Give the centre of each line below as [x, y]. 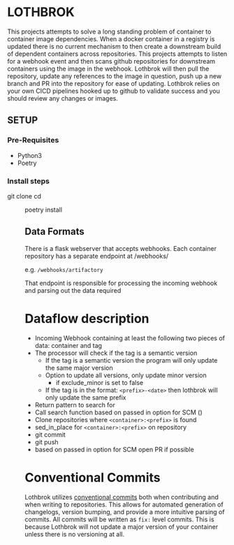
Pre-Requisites [33, 140]
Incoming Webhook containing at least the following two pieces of [130, 338]
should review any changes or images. [63, 98]
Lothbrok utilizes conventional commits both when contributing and [122, 497]
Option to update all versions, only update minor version [126, 375]
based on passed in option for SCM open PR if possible [114, 449]
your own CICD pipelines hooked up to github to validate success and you [114, 91]
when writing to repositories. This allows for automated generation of [124, 504]
